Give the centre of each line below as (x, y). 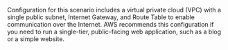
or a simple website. (36, 39)
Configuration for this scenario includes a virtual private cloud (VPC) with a (114, 10)
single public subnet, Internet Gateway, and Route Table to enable (101, 17)
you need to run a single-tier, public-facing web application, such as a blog (114, 32)
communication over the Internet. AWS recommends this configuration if (111, 24)
